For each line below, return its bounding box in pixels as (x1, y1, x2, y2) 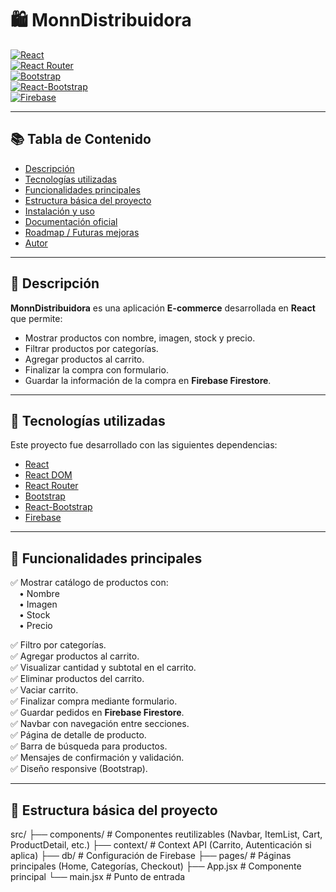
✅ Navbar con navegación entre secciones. (10, 718, 190, 730)
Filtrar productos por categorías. (24, 342, 159, 354)
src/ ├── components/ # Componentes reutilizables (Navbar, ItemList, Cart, (10, 828, 323, 840)
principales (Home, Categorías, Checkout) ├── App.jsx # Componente (10, 860, 302, 872)
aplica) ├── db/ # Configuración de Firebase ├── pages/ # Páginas (10, 850, 292, 861)
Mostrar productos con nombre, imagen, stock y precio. (24, 332, 256, 344)
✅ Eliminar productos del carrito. (10, 673, 145, 685)
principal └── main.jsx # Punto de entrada (10, 871, 186, 882)
